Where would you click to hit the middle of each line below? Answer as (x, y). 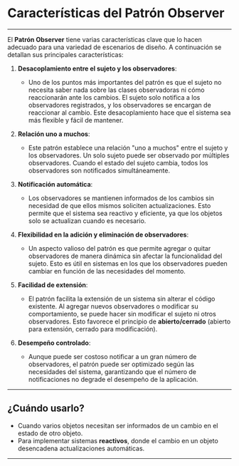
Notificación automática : (55, 184)
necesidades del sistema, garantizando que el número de (112, 371)
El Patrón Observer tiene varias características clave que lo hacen (105, 39)
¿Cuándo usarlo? (46, 409)
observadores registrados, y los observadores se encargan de (119, 105)
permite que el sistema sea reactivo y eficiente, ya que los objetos (125, 213)
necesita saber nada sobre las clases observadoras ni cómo (116, 90)
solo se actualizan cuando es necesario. (87, 221)
